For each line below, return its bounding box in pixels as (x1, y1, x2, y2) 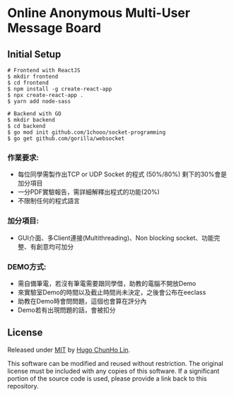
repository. (7, 381, 39, 390)
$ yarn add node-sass (7, 98, 71, 105)
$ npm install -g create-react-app (7, 86, 112, 93)
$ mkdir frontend (7, 73, 59, 80)
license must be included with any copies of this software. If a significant (7, 367, 220, 375)
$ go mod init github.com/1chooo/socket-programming (7, 129, 166, 136)
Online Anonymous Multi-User (7, 5, 191, 21)
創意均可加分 (36, 242, 74, 251)
